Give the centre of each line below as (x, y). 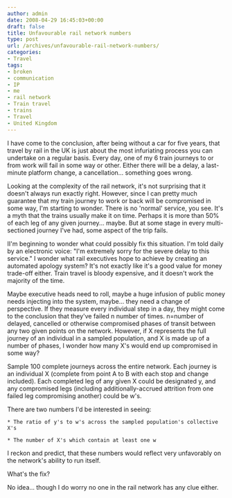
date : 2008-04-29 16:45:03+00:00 (55, 20)
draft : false (26, 26)
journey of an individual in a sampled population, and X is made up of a (108, 338)
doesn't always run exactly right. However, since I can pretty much (102, 193)
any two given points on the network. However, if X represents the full (107, 331)
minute (17, 172)
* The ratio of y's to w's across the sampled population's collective (113, 422)
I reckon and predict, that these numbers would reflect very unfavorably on (114, 453)
